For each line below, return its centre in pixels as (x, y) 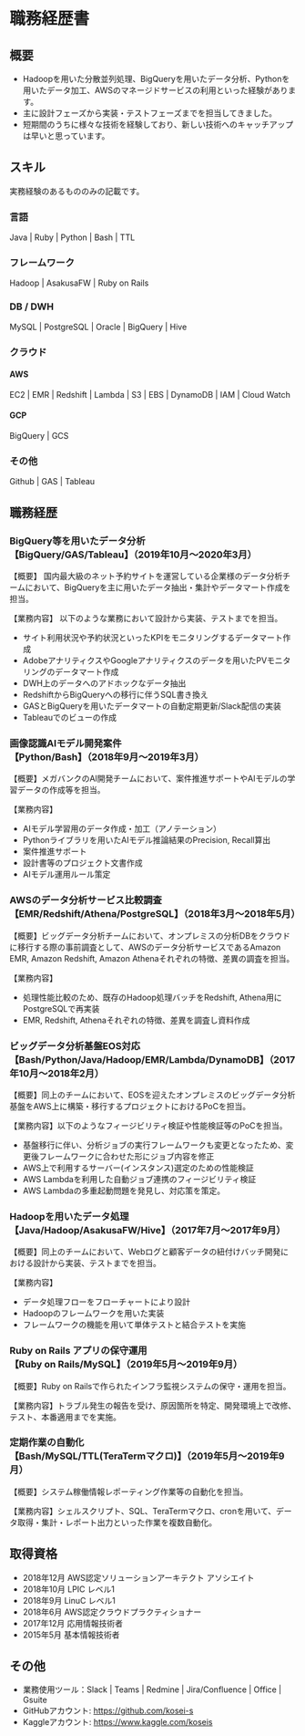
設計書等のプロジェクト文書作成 (82, 863)
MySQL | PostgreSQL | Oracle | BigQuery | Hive (98, 327)
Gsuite (35, 1700)
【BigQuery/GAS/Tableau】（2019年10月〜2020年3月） (133, 555)
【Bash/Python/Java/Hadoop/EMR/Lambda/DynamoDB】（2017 (152, 1059)
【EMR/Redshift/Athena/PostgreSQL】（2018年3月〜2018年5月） (155, 914)
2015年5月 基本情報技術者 (71, 1635)
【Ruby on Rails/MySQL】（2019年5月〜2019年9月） (126, 1365)
